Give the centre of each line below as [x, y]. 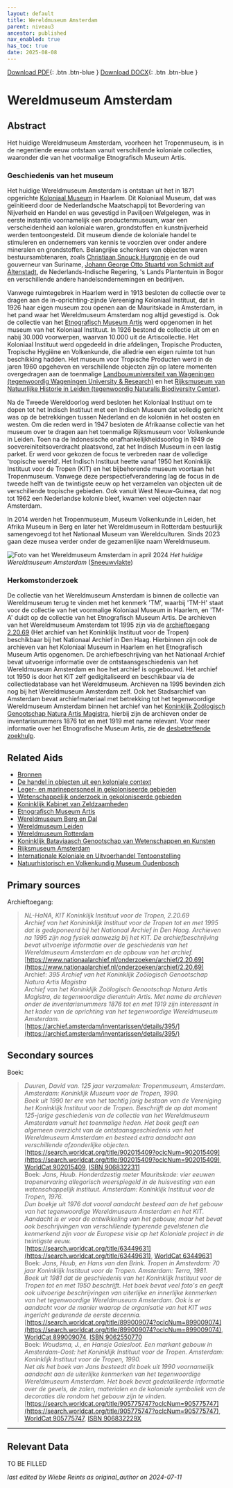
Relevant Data [38, 1447]
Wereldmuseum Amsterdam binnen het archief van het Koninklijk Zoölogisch [116, 706]
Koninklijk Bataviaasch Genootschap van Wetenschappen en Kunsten [116, 841]
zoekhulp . [21, 736]
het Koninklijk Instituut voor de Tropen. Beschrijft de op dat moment [121, 1107]
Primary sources [44, 885]
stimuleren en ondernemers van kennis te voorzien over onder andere [107, 242]
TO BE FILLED [27, 1463]
